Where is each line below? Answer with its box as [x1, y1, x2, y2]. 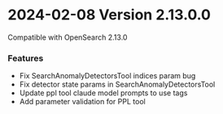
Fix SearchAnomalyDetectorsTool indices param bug [19, 71, 196, 81]
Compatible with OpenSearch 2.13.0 [7, 32, 128, 42]
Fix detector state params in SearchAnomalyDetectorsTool [19, 79, 216, 90]
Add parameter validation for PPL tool [19, 97, 146, 107]
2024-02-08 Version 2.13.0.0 [7, 6, 211, 24]
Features [7, 53, 44, 64]
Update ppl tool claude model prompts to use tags [19, 88, 188, 98]
